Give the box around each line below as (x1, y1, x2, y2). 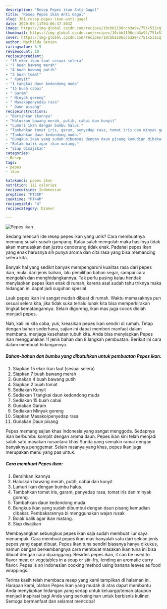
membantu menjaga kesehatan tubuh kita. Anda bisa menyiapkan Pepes (5, 331, 153, 337)
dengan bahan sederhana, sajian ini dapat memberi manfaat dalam (5, 326, 142, 332)
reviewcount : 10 (5, 49, 39, 54)
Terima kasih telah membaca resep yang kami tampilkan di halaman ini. (5, 577, 151, 583)
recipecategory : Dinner (5, 206, 55, 211)
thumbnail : (5, 30, 28, 35)
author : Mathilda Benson (5, 40, 57, 45)
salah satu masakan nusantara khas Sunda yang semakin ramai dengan (5, 439, 152, 445)
